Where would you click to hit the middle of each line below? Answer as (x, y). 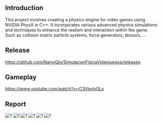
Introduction (24, 8)
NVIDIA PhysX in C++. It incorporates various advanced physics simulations (81, 25)
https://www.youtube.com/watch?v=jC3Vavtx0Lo (54, 89)
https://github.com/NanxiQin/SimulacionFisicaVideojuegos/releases (73, 62)
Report (16, 104)
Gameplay (21, 77)
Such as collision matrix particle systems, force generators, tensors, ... (76, 35)
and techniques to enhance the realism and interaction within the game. (77, 30)
